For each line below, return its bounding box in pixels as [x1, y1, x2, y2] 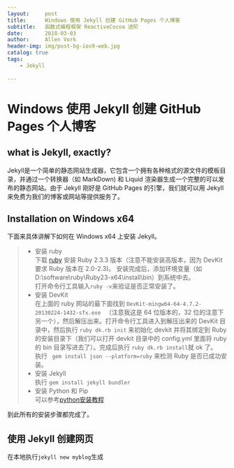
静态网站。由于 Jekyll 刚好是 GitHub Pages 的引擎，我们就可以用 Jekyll [19, 183, 224, 192]
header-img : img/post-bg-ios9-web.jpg [7, 43, 120, 50]
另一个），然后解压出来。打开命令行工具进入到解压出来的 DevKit [34, 317, 219, 326]
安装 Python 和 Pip [34, 387, 89, 395]
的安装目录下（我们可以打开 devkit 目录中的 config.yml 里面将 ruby [34, 335, 227, 343]
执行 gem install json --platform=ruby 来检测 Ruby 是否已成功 [34, 352, 221, 360]
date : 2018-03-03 [7, 29, 77, 37]
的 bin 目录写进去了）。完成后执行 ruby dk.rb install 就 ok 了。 [34, 343, 217, 351]
